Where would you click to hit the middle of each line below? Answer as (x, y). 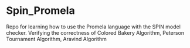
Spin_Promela (40, 11)
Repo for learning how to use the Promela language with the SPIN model (93, 27)
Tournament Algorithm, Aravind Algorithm (56, 39)
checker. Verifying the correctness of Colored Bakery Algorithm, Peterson (95, 32)
